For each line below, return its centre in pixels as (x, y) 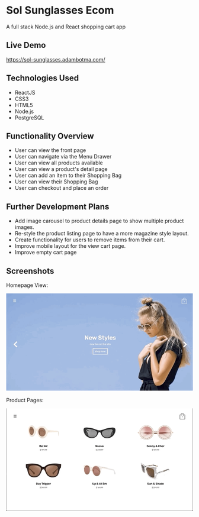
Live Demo (26, 45)
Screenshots (30, 271)
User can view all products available (59, 163)
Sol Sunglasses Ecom (60, 10)
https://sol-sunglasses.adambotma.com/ (56, 59)
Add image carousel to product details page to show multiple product (99, 221)
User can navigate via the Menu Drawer (63, 157)
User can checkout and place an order (62, 188)
